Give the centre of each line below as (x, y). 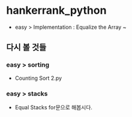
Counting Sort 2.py (38, 78)
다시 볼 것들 (26, 48)
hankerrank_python (56, 10)
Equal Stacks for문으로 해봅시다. (54, 107)
